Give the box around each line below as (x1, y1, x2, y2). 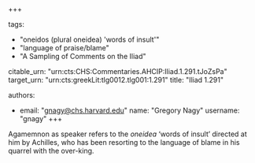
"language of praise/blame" (19, 43, 110, 52)
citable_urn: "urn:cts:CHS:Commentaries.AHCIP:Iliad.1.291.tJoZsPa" (8, 67, 227, 76)
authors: (8, 91, 35, 99)
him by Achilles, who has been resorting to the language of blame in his (8, 138, 240, 146)
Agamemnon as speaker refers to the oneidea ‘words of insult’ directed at (8, 129, 248, 139)
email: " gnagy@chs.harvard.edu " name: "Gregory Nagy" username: (19, 106, 240, 115)
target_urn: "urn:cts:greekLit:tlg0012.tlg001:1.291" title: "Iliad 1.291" (8, 76, 224, 84)
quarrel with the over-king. (8, 146, 94, 155)
